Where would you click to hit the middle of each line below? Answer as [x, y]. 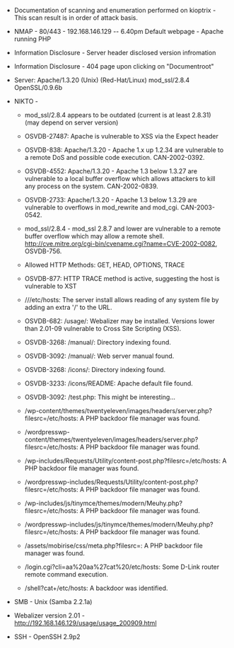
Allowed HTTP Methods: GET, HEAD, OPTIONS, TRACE [105, 265]
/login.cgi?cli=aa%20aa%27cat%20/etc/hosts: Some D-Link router [122, 567]
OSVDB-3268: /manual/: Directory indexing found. [98, 342]
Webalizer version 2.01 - [49, 615]
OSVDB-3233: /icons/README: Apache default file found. [109, 383]
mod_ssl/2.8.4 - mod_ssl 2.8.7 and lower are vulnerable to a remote [123, 228]
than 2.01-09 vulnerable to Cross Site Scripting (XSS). [103, 329]
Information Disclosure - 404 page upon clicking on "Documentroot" [114, 66]
